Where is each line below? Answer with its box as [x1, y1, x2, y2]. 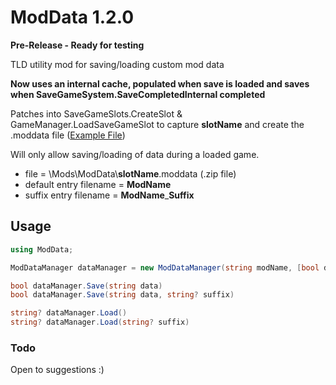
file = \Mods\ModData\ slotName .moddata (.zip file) [24, 167, 237, 180]
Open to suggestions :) [10, 364, 105, 376]
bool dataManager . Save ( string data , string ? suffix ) [10, 290, 235, 300]
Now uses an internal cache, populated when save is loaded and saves [10, 77, 310, 90]
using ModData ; [10, 244, 74, 255]
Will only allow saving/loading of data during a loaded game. [10, 148, 260, 160]
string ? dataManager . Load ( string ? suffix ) [10, 317, 190, 328]
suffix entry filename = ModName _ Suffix [24, 189, 195, 201]
